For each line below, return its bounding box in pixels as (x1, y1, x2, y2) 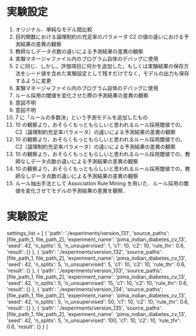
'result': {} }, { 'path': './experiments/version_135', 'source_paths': (6, 304, 163, 311)
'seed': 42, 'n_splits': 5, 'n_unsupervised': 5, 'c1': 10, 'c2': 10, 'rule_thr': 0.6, (6, 260, 186, 267)
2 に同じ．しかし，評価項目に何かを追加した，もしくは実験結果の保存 (15, 62, 184, 69)
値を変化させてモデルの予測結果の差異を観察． (15, 187, 128, 194)
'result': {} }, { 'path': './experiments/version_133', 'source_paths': (6, 267, 163, 274)
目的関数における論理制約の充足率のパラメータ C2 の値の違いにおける (15, 33, 184, 40)
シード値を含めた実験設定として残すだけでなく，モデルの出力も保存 (25, 70, 190, 77)
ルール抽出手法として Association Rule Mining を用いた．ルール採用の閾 (15, 179, 189, 186)
